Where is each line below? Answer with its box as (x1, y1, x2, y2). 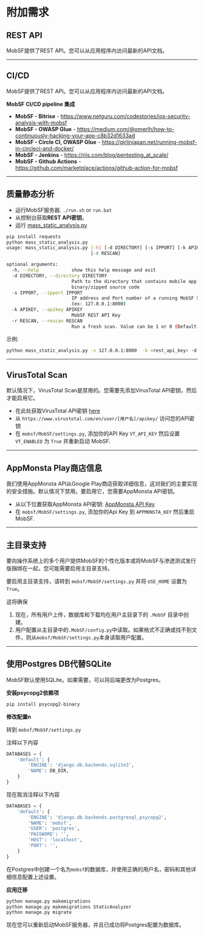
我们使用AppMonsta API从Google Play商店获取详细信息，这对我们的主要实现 (6, 480, 198, 488)
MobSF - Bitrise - (15, 112, 59, 120)
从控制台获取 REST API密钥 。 (15, 214, 87, 221)
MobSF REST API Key (71, 312, 121, 318)
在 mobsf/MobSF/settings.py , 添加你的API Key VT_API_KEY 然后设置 (15, 430, 180, 437)
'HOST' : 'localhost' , (28, 837, 83, 843)
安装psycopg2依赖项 (6, 689, 59, 696)
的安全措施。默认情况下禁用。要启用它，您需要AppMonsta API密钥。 (6, 488, 178, 495)
